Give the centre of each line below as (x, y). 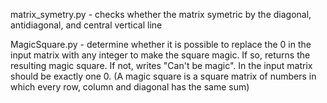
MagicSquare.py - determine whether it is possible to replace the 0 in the (161, 44)
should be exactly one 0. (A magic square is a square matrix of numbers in (163, 76)
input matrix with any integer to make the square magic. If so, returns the (160, 55)
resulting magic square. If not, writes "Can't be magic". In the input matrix (161, 65)
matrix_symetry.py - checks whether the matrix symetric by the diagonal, (161, 14)
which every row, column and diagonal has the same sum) (130, 87)
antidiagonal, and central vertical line (86, 25)
